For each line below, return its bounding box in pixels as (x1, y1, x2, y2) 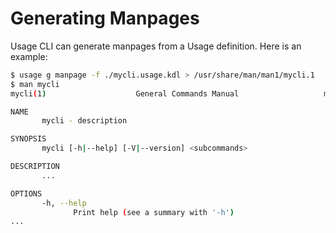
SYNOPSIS (10, 134, 47, 144)
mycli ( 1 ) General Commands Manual (10, 88, 240, 99)
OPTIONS (10, 188, 43, 199)
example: (10, 50, 48, 62)
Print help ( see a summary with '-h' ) (73, 207, 235, 217)
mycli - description (41, 116, 128, 126)
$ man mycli (10, 79, 60, 89)
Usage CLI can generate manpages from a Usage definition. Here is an (10, 40, 302, 52)
